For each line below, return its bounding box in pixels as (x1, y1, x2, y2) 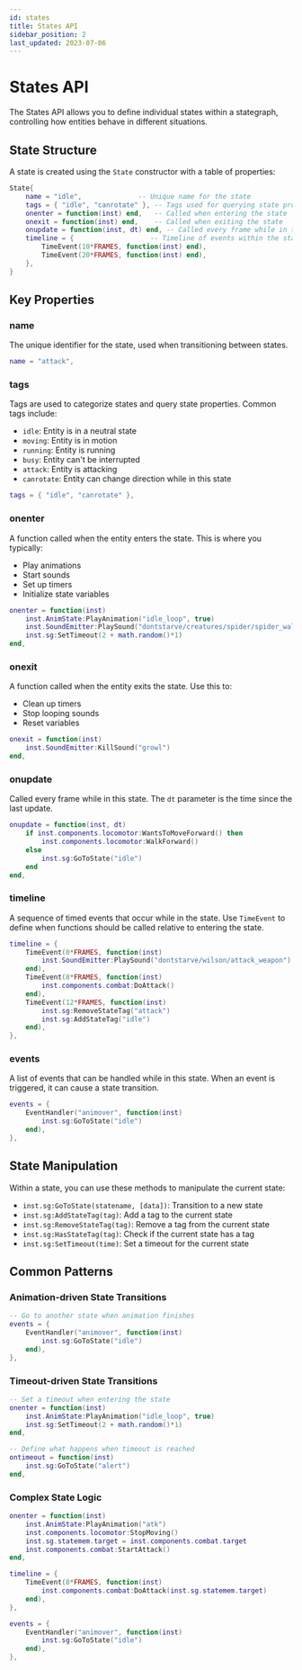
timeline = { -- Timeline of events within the (25, 234, 280, 243)
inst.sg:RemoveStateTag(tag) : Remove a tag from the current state (22, 1218, 270, 1229)
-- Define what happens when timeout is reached (9, 1445, 195, 1454)
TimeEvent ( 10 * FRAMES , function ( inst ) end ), (41, 242, 207, 252)
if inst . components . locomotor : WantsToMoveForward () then (25, 829, 244, 838)
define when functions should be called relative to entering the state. (9, 921, 264, 932)
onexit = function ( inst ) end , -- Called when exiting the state (25, 217, 283, 226)
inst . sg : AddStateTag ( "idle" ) (41, 1014, 151, 1024)
